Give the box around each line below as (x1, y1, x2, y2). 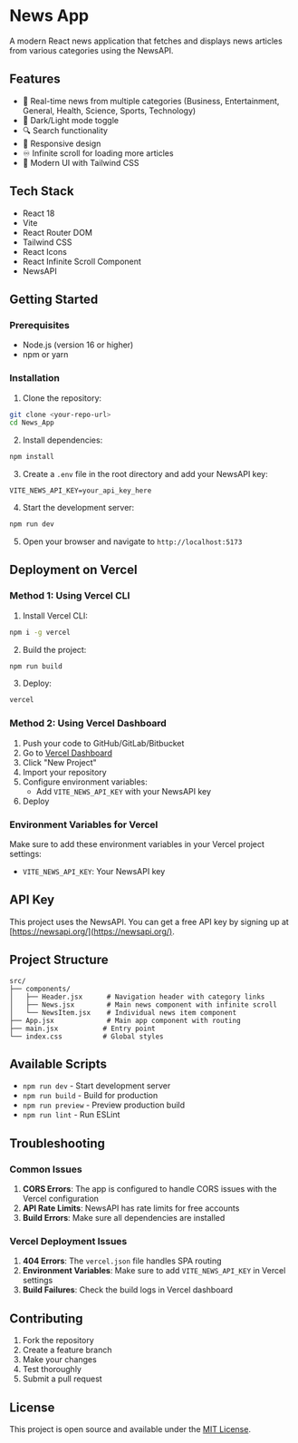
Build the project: (22, 644, 87, 655)
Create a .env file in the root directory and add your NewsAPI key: (22, 469, 269, 480)
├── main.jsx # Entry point (9, 1024, 156, 1033)
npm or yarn (22, 349, 69, 360)
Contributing (9, 1311, 83, 1326)
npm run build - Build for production (22, 1090, 159, 1101)
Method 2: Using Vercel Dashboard (9, 717, 168, 730)
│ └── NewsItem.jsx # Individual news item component (9, 1008, 237, 1017)
